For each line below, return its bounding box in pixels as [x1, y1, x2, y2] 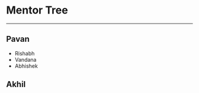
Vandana [14, 56, 37, 63]
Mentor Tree [6, 4, 68, 17]
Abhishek [14, 62, 38, 69]
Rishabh [14, 49, 35, 57]
